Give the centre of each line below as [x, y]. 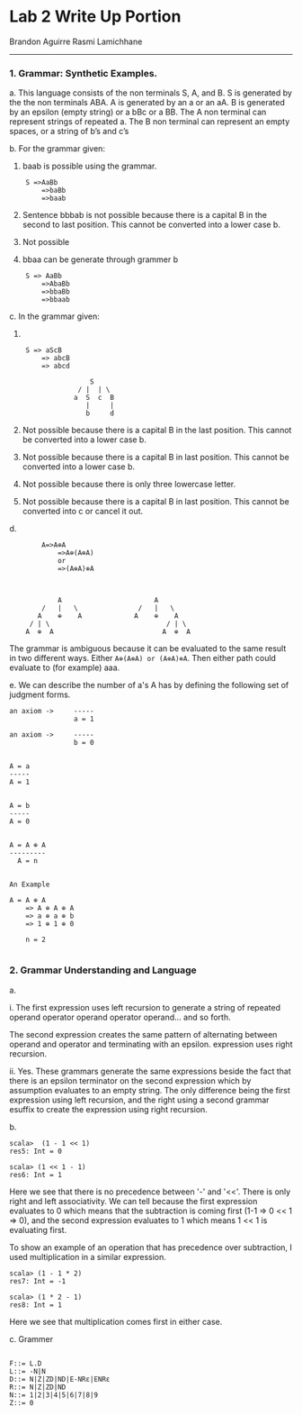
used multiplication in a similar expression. [88, 1256]
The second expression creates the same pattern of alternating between [143, 1034]
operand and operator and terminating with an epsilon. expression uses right [151, 1044]
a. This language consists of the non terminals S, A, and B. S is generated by [151, 93]
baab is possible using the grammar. [89, 166]
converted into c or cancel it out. [83, 512]
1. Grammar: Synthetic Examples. [84, 73]
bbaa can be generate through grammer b [100, 259]
